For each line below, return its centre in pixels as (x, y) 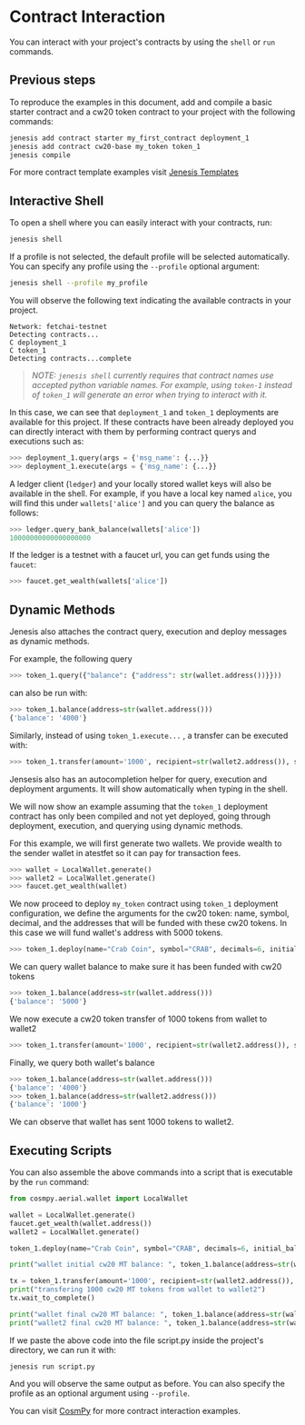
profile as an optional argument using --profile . (100, 1393)
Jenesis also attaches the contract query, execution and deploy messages (148, 632)
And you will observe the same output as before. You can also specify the (148, 1383)
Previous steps (53, 80)
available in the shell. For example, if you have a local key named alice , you (151, 493)
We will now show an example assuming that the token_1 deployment (139, 806)
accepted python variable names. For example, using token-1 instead (162, 384)
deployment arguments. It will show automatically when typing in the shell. (148, 789)
